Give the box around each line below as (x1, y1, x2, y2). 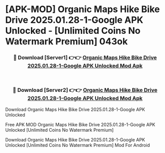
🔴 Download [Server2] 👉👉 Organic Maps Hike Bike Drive (12, 87, 158, 94)
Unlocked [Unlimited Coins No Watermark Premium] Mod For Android (5, 142, 150, 148)
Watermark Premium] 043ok (5, 36, 128, 47)
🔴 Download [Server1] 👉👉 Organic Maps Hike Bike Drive (13, 54, 157, 61)
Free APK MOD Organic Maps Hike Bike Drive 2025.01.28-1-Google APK (5, 121, 155, 127)
